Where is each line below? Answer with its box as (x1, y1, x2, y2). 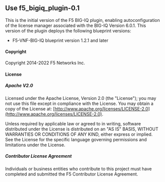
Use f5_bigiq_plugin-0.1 (5, 4, 80, 12)
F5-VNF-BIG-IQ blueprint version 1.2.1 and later (12, 37, 109, 43)
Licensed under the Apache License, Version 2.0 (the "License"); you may (5, 95, 157, 101)
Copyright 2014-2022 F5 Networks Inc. (5, 60, 85, 66)
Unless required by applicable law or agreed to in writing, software (5, 120, 141, 126)
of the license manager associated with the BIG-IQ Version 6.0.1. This (5, 22, 146, 28)
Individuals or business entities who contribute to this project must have (5, 166, 152, 172)
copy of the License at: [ (5, 105, 55, 111)
